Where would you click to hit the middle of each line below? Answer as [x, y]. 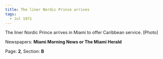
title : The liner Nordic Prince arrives [48, 10]
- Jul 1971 [21, 19]
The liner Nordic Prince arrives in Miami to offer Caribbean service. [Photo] [82, 33]
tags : [11, 14]
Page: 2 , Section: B [25, 51]
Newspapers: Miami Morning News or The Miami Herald [64, 42]
